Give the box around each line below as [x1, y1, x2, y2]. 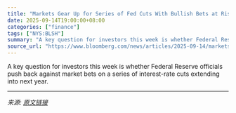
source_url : [7, 43, 42, 50]
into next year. [7, 77, 49, 85]
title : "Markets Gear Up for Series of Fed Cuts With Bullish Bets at [7, 10, 218, 18]
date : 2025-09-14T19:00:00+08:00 [7, 17, 105, 24]
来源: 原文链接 [7, 98, 48, 106]
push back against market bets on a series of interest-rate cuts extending [7, 69, 220, 78]
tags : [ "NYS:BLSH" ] [7, 29, 65, 37]
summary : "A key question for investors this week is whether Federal [7, 36, 218, 44]
